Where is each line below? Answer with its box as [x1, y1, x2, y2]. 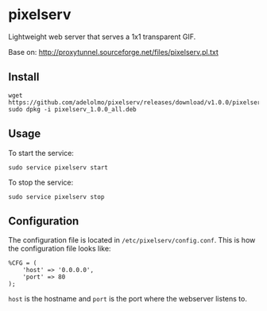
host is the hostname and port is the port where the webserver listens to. [8, 294, 248, 304]
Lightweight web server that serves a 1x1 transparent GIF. [8, 32, 196, 41]
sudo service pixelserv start [8, 163, 109, 172]
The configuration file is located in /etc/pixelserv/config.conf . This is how [8, 235, 256, 245]
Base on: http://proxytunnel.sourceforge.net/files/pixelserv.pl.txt [8, 47, 219, 56]
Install [8, 70, 40, 84]
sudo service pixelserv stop [8, 192, 105, 200]
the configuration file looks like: [8, 244, 111, 254]
